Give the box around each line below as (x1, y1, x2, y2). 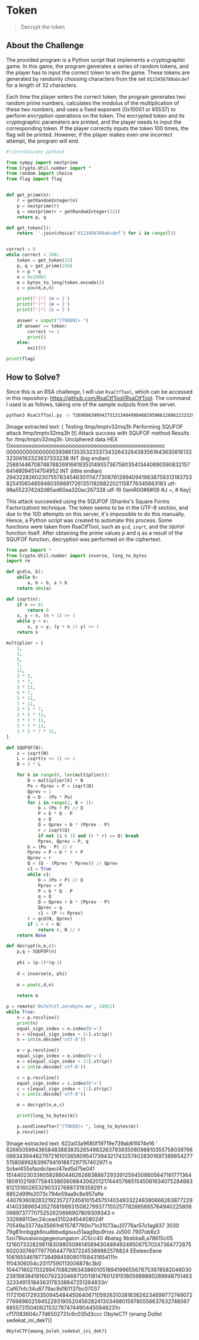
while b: (17, 574, 38, 580)
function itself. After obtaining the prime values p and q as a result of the (6, 529, 183, 536)
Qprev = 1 (27, 788, 52, 794)
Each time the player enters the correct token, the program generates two (6, 93, 186, 100)
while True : (6, 1009, 36, 1015)
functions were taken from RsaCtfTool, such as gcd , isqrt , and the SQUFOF (6, 523, 185, 530)
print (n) (17, 1020, 38, 1026)
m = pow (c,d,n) (17, 982, 54, 987)
